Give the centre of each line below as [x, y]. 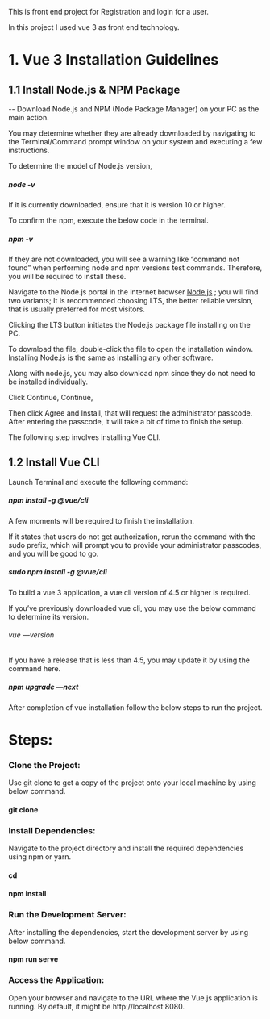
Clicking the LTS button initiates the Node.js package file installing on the [130, 324]
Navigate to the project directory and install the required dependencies [126, 848]
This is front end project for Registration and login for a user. [109, 12]
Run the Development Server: [67, 915]
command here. [35, 668]
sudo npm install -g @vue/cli [58, 572]
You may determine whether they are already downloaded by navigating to [132, 133]
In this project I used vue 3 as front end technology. [94, 27]
